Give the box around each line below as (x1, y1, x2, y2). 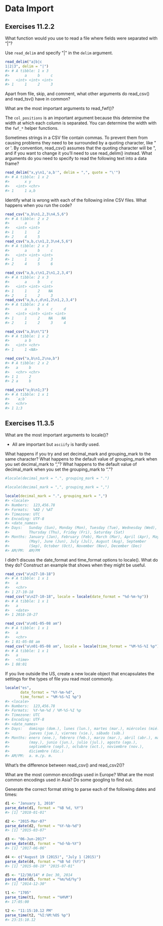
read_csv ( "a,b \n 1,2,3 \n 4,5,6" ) (5, 212, 68, 217)
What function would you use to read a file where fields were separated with (5, 35, 158, 41)
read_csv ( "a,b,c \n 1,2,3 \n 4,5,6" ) (5, 239, 73, 244)
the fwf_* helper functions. (5, 125, 59, 131)
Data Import (5, 3, 54, 14)
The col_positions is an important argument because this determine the (5, 115, 149, 121)
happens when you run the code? (5, 202, 72, 208)
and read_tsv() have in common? (5, 96, 70, 102)
